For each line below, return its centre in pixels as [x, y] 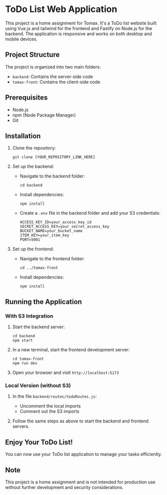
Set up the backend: [33, 167]
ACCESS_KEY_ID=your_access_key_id [56, 222]
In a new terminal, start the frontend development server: [71, 350]
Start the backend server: [39, 327]
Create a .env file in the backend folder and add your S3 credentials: [90, 213]
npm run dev [25, 363]
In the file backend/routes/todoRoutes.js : [55, 396]
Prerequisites [26, 98]
